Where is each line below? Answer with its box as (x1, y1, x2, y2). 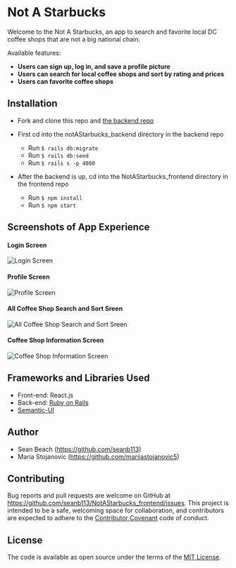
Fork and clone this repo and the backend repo (17, 116, 154, 125)
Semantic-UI (17, 405, 54, 414)
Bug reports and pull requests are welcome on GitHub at (7, 491, 171, 500)
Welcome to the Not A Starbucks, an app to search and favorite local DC (7, 27, 217, 36)
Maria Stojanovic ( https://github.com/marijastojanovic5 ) (17, 452, 180, 461)
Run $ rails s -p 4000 (27, 158, 95, 167)
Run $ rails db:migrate (27, 144, 99, 152)
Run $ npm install (27, 193, 83, 201)
